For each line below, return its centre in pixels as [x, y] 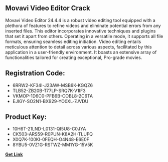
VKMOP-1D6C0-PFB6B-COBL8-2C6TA [53, 96]
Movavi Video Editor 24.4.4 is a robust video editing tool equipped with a [80, 20]
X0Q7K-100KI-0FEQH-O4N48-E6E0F [51, 139]
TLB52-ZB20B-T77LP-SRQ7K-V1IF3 [49, 90]
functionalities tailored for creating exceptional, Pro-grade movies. [74, 57]
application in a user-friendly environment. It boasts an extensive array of [81, 52]
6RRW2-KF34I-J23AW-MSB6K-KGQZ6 [53, 85]
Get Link [14, 154]
